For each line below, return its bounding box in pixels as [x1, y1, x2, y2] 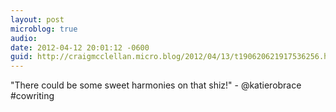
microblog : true [10, 24, 78, 34]
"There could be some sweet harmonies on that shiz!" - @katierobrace [10, 79, 302, 91]
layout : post [10, 14, 65, 25]
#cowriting [10, 90, 55, 102]
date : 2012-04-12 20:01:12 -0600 [10, 42, 150, 53]
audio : [10, 33, 38, 43]
